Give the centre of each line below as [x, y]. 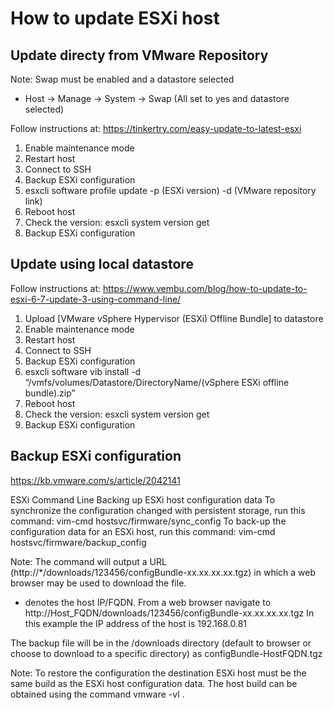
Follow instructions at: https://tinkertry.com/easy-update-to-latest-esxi [156, 128]
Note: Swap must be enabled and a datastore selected [122, 79]
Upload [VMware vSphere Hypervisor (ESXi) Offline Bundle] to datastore [174, 318]
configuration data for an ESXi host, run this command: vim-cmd [143, 531]
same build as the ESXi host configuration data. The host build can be [154, 683]
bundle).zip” [50, 393]
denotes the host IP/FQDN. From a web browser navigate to [148, 602]
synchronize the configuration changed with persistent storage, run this [158, 510]
